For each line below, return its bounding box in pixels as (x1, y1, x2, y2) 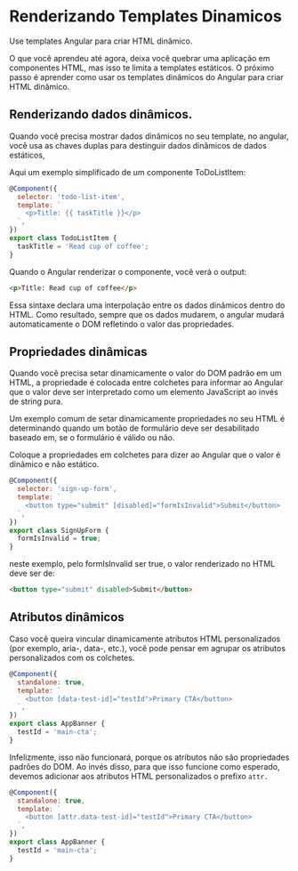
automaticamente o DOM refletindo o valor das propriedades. (9, 319, 234, 329)
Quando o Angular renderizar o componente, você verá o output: (9, 266, 247, 277)
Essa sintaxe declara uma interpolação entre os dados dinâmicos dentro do (9, 300, 286, 310)
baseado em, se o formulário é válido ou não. (9, 432, 175, 443)
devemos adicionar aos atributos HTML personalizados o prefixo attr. (9, 770, 269, 781)
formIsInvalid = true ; (17, 534, 101, 544)
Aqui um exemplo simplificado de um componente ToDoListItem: (9, 166, 246, 177)
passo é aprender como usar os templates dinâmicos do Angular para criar (9, 71, 284, 82)
